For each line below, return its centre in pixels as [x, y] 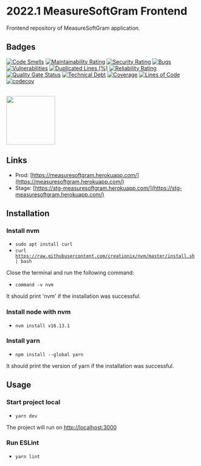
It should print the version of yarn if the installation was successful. [90, 366]
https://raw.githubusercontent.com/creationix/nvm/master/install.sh [105, 256]
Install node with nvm [39, 312]
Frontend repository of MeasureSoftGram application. [73, 28]
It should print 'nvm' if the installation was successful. [73, 296]
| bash [23, 262]
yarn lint [28, 456]
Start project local [33, 402]
